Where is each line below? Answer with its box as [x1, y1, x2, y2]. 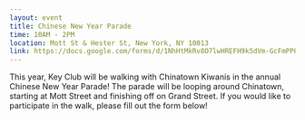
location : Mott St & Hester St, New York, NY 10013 [9, 38, 209, 48]
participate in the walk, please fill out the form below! [9, 100, 209, 111]
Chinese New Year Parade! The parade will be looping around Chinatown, [9, 81, 284, 92]
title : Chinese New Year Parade [9, 22, 132, 31]
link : [9, 47, 30, 56]
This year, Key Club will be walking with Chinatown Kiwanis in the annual [9, 71, 281, 82]
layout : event [9, 13, 64, 23]
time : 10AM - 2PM [9, 30, 75, 39]
